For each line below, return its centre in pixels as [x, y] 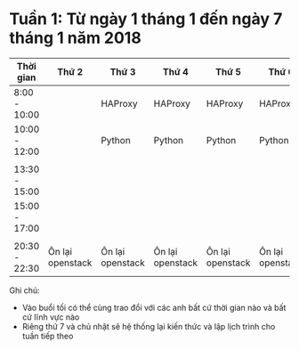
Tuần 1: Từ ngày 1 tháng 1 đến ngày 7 [146, 19]
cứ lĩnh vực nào [51, 317]
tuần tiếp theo [48, 336]
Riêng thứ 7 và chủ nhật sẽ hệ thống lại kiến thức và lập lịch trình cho [149, 326]
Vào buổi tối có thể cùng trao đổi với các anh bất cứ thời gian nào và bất [154, 307]
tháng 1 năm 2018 [76, 38]
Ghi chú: [24, 290]
